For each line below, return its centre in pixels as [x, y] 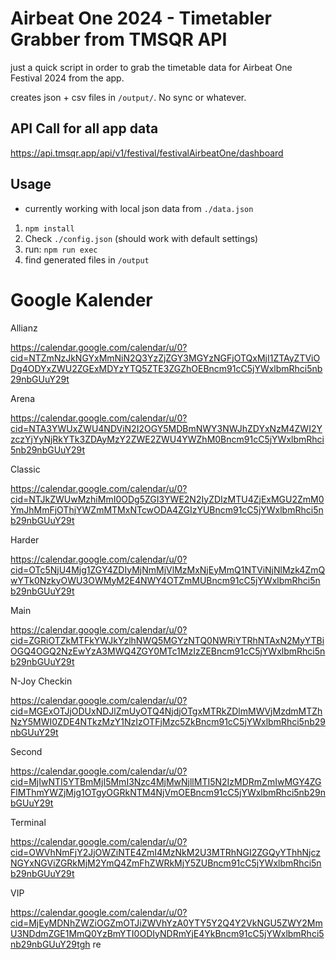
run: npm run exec [61, 249]
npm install [49, 228]
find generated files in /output [87, 259]
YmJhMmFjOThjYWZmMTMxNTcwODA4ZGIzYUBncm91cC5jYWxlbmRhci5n [167, 509]
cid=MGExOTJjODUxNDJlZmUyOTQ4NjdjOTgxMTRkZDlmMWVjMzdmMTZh [166, 711]
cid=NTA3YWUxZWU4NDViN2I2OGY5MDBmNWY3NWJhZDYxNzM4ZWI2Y [166, 428]
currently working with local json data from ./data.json [139, 208]
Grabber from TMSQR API [119, 39]
